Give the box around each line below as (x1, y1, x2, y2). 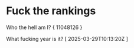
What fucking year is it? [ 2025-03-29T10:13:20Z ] (6, 35, 129, 42)
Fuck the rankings (6, 4, 96, 18)
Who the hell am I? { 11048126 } (6, 24, 83, 31)
